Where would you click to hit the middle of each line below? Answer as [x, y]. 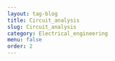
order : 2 [20, 46]
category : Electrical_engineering [58, 33]
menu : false [25, 40]
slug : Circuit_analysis [42, 27]
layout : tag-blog [33, 14]
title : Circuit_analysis [43, 20]
